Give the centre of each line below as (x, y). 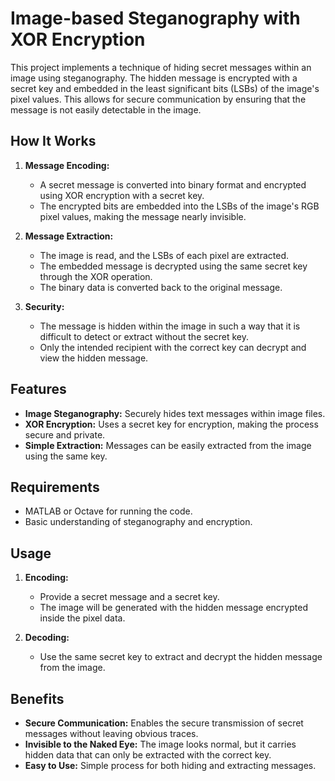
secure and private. (65, 434)
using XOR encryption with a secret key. (122, 195)
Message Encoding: (67, 165)
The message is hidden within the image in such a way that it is (170, 326)
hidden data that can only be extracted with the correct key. (148, 755)
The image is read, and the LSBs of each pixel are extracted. (164, 255)
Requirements (55, 487)
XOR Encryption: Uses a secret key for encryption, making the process (171, 424)
